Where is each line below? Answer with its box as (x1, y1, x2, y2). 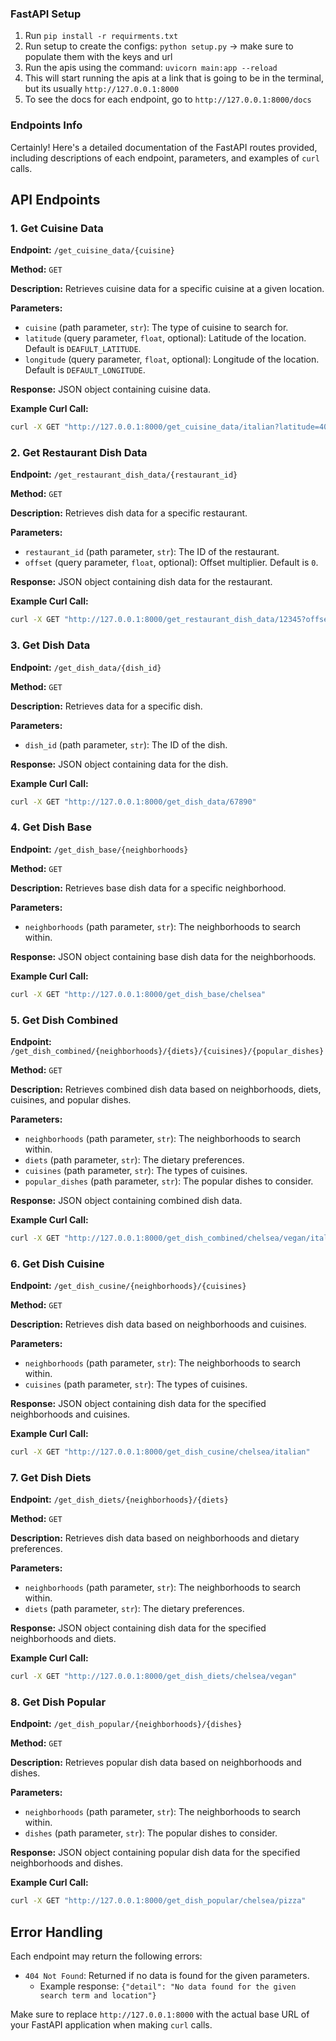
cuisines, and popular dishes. (10, 1093, 132, 1106)
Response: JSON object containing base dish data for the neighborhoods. (10, 950, 317, 962)
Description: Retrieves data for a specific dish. (10, 700, 203, 712)
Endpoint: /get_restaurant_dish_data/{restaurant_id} (10, 468, 238, 481)
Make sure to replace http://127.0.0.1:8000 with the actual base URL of (10, 2008, 310, 2021)
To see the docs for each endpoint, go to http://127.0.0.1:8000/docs (24, 93, 312, 106)
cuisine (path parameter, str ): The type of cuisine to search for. (24, 322, 289, 334)
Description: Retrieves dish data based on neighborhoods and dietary (10, 1532, 300, 1544)
